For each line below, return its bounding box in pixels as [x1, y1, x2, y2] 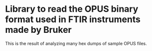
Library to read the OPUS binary [5, 3, 139, 15]
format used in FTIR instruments [5, 14, 141, 25]
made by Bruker [5, 25, 72, 35]
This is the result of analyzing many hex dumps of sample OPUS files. [5, 40, 147, 46]
